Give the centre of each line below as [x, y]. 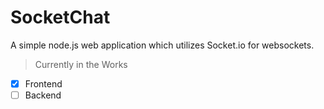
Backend [43, 95]
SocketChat [60, 17]
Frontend [43, 83]
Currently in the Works [81, 64]
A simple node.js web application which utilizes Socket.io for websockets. [162, 45]
